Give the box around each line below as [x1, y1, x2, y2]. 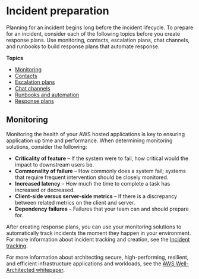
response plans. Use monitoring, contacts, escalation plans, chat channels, [6, 36, 190, 43]
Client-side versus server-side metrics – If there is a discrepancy [14, 192, 177, 200]
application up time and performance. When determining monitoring [6, 137, 173, 144]
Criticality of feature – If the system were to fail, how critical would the [14, 155, 189, 162]
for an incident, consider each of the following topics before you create [6, 30, 181, 37]
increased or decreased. [14, 186, 75, 193]
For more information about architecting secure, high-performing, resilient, [6, 253, 189, 261]
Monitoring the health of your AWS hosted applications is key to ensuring [6, 130, 185, 137]
